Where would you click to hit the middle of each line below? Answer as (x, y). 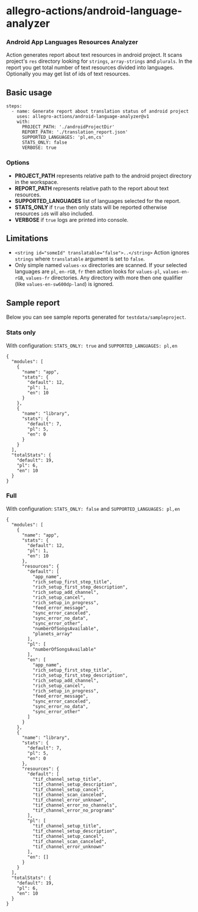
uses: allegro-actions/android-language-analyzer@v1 (83, 117)
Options (18, 163)
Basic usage (29, 92)
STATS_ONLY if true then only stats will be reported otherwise (91, 207)
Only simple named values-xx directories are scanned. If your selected (101, 265)
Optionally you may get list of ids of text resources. (68, 74)
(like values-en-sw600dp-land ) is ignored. (64, 284)
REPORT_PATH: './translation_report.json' (75, 132)
